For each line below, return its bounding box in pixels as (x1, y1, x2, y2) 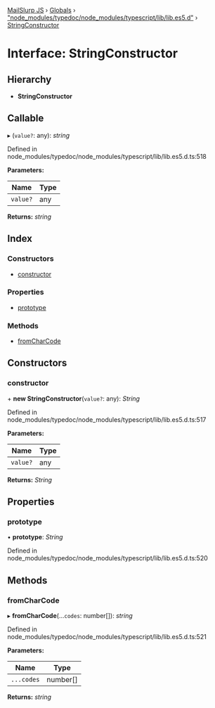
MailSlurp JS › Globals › (7, 6, 76, 14)
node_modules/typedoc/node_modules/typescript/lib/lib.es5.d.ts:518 (7, 152, 207, 160)
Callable (7, 112, 44, 124)
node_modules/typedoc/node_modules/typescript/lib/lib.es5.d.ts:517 (7, 415, 207, 424)
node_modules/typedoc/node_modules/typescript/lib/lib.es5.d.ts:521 (7, 633, 207, 641)
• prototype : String (7, 533, 63, 541)
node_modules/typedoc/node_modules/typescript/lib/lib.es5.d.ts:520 (7, 554, 209, 562)
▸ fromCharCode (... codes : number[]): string (7, 612, 133, 620)
